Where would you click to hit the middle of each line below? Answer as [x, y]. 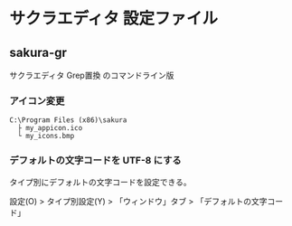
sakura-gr [38, 52]
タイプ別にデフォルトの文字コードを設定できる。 [100, 182]
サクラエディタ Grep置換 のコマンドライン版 [92, 75]
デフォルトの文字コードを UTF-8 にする [96, 161]
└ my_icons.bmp [46, 137]
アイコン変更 [37, 100]
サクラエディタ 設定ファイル [114, 19]
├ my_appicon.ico [50, 128]
